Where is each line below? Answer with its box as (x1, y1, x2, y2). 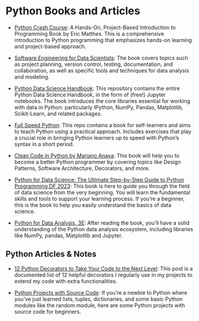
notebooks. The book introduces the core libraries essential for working (14, 97, 191, 105)
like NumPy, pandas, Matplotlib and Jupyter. (14, 232, 123, 239)
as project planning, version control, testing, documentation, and (14, 61, 173, 68)
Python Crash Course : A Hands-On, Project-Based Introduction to (14, 24, 176, 31)
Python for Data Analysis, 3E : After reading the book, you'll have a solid (14, 219, 190, 226)
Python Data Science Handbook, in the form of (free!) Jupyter (14, 91, 166, 98)
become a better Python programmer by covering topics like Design (14, 158, 181, 165)
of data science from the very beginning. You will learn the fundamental (14, 188, 191, 196)
